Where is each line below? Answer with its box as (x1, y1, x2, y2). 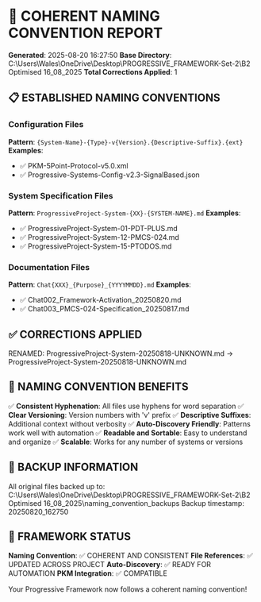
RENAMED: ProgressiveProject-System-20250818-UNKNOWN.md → (8, 349, 234, 358)
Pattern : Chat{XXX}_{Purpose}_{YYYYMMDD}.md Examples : (8, 280, 192, 289)
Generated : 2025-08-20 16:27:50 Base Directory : (8, 50, 172, 60)
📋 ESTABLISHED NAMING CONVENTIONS (8, 91, 221, 105)
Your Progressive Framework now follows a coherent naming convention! (8, 585, 248, 594)
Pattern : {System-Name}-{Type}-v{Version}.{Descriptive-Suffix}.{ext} (8, 137, 244, 146)
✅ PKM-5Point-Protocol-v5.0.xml (19, 160, 129, 170)
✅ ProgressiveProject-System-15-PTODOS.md (19, 241, 172, 251)
